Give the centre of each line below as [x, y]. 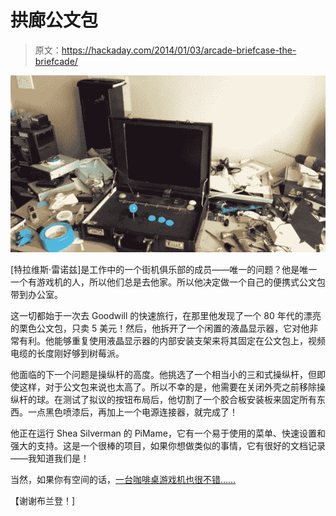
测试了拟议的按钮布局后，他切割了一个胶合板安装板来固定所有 [189, 400]
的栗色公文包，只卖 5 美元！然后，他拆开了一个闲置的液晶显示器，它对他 [160, 328]
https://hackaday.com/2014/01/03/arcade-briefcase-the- [179, 50]
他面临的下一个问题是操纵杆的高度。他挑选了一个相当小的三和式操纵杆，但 [163, 375]
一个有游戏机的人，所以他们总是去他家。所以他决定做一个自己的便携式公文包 [168, 282]
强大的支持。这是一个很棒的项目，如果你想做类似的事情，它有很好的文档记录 [168, 446]
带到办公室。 [36, 295]
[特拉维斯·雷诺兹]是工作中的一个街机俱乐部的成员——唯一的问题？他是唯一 [164, 270]
